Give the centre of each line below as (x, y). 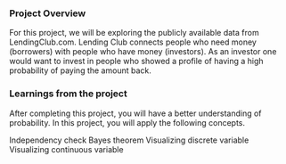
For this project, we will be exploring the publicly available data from (135, 33)
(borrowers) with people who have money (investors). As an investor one (143, 52)
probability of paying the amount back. (80, 70)
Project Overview (48, 13)
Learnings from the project (68, 94)
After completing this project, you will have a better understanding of (135, 113)
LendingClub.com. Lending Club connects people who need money (133, 42)
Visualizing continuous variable (66, 149)
